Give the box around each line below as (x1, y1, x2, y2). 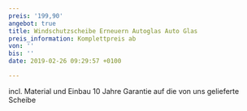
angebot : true (8, 19, 57, 28)
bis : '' (8, 49, 35, 58)
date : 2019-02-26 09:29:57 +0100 (8, 58, 122, 66)
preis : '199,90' (8, 11, 63, 20)
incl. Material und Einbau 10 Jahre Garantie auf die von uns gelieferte (8, 86, 240, 96)
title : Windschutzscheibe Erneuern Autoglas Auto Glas (8, 27, 198, 35)
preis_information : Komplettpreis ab (8, 34, 136, 43)
